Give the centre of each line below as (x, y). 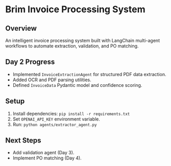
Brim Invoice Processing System (75, 9)
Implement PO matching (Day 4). (47, 158)
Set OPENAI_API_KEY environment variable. (56, 119)
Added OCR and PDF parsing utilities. (52, 80)
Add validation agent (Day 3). (43, 153)
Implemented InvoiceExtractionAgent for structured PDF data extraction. (89, 74)
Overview (21, 28)
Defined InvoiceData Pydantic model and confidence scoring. (77, 85)
